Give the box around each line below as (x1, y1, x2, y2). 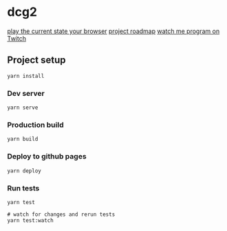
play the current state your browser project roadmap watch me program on (7, 27, 220, 35)
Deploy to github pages (7, 152, 87, 161)
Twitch (7, 34, 26, 42)
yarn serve (7, 104, 39, 111)
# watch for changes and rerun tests (7, 211, 116, 218)
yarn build (7, 136, 39, 143)
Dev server (7, 88, 45, 98)
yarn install (7, 72, 45, 79)
